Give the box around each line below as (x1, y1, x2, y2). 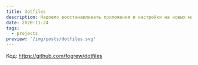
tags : (6, 25, 19, 31)
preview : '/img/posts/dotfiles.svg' (6, 36, 96, 42)
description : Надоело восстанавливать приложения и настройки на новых (6, 14, 186, 20)
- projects (11, 31, 38, 37)
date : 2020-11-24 (6, 19, 49, 25)
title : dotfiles (6, 8, 46, 15)
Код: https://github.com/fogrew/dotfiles (6, 53, 103, 59)
